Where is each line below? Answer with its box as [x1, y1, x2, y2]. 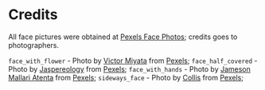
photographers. [8, 40, 60, 49]
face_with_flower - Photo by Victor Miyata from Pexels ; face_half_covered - [8, 56, 258, 65]
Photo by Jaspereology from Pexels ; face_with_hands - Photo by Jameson [8, 64, 251, 73]
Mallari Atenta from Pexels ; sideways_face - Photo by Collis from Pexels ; [8, 72, 244, 82]
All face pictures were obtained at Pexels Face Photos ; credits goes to [8, 32, 238, 41]
